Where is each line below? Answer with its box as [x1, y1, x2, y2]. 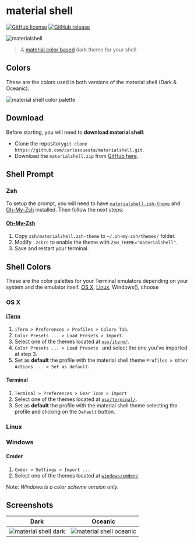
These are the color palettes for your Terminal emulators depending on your [6, 278, 188, 285]
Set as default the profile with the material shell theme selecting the [14, 402, 178, 409]
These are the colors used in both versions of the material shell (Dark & [6, 78, 177, 85]
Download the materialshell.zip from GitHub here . [14, 152, 139, 159]
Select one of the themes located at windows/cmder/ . [14, 472, 140, 479]
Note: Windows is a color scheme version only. [6, 483, 119, 490]
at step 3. [14, 351, 38, 358]
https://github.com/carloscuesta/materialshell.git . [14, 146, 144, 153]
